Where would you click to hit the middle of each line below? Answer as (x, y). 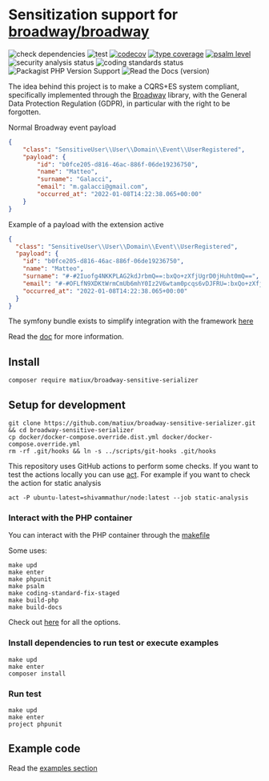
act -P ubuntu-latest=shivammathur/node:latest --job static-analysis (128, 498)
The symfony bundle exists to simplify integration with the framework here (131, 321)
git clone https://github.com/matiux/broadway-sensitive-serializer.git (132, 423)
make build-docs (35, 607)
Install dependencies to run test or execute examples (113, 643)
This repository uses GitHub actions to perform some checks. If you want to (133, 467)
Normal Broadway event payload (62, 127)
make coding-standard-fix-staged (64, 594)
